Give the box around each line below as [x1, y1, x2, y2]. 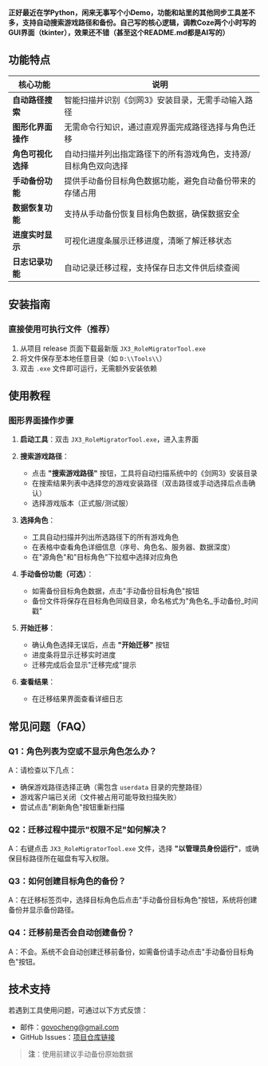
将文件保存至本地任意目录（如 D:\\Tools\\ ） [19, 353, 167, 363]
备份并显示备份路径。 [8, 906, 78, 915]
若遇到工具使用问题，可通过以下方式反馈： [8, 1005, 148, 1015]
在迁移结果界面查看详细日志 [31, 694, 124, 703]
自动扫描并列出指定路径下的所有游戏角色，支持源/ [63, 148, 251, 159]
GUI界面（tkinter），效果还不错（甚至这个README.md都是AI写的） [8, 28, 230, 37]
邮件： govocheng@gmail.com [19, 1022, 120, 1032]
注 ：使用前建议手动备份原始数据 [27, 1049, 133, 1059]
